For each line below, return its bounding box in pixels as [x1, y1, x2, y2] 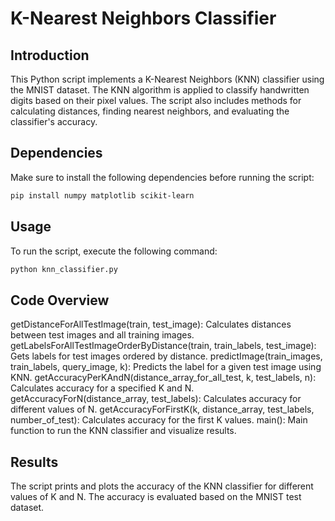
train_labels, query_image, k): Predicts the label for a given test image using [10, 361, 322, 373]
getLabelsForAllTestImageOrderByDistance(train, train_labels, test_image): [10, 340, 317, 352]
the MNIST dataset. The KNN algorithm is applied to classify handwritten [10, 84, 310, 96]
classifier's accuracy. [10, 116, 98, 127]
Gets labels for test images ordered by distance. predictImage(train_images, [10, 350, 323, 362]
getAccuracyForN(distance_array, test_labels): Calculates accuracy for [10, 393, 302, 405]
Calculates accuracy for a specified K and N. [10, 382, 195, 394]
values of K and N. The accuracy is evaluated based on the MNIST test [10, 491, 302, 502]
